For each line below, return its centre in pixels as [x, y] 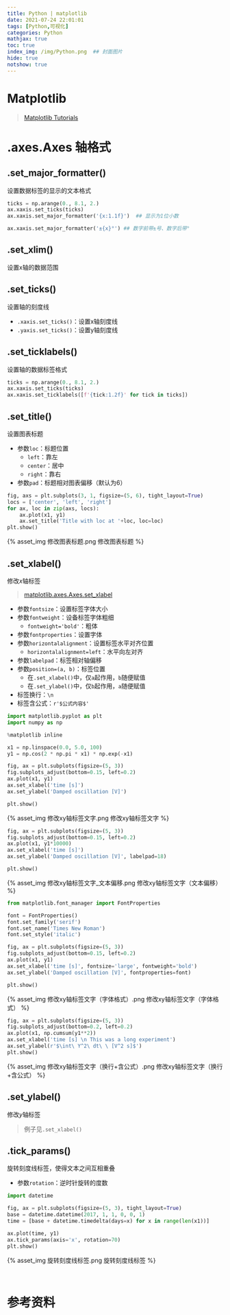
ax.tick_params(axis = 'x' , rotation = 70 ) [64, 1240]
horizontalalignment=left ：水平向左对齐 [85, 652]
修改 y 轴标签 [24, 1114]
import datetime [30, 1196]
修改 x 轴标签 [24, 581]
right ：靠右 [44, 474]
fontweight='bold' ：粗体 [62, 626]
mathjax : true [27, 39]
